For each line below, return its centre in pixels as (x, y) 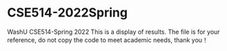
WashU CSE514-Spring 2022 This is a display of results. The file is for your (113, 32)
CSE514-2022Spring (67, 13)
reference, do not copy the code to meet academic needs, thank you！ (108, 40)
